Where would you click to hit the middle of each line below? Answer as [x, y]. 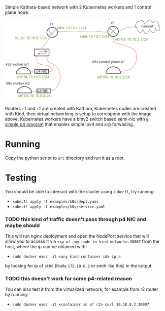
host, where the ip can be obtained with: [46, 246]
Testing [21, 178]
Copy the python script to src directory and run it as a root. [65, 158]
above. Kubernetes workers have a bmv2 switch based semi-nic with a [77, 119]
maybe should [23, 225]
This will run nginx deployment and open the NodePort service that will [77, 236]
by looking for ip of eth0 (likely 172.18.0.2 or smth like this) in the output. [79, 266]
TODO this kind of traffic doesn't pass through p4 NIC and [76, 219]
